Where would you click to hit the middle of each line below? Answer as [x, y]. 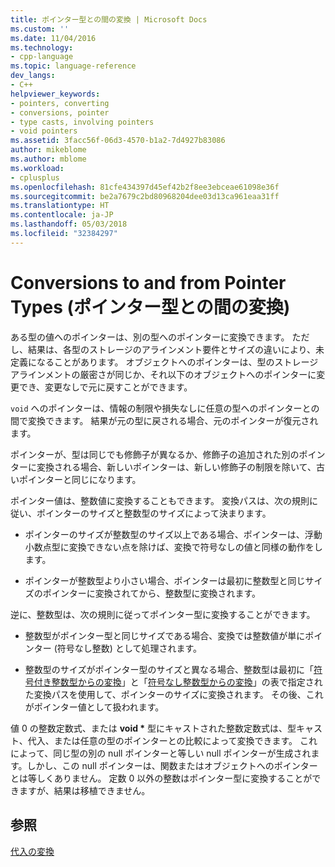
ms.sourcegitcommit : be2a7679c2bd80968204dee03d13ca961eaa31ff [145, 196]
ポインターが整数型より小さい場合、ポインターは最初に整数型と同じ [165, 580]
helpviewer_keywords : [55, 94]
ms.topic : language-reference [73, 66]
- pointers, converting [60, 103]
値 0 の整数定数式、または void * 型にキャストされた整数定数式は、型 [153, 728]
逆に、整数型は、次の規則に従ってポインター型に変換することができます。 [163, 614]
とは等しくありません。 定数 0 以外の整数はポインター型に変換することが [161, 778]
